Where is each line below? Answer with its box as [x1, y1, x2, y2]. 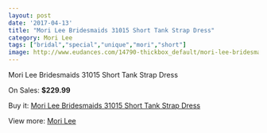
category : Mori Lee [8, 33, 73, 42]
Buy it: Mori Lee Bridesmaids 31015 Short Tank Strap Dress [8, 101, 201, 110]
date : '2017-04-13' [8, 19, 73, 27]
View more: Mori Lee [8, 116, 77, 125]
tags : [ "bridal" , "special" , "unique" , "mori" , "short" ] [8, 41, 187, 49]
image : [8, 48, 30, 56]
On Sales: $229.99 [8, 85, 71, 95]
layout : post [8, 11, 52, 20]
